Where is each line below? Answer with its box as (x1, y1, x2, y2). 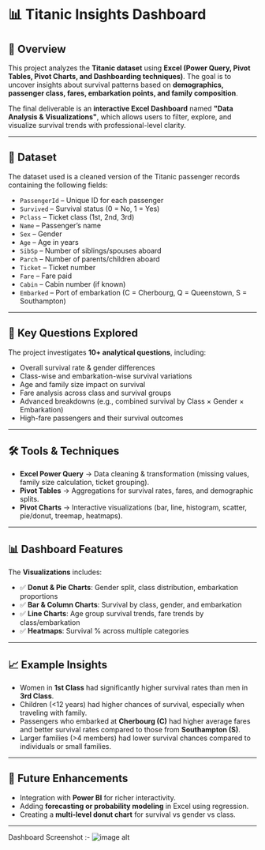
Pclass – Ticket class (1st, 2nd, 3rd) (19, 212, 135, 221)
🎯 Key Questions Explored (8, 326, 139, 340)
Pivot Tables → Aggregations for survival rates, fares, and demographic (19, 486, 254, 495)
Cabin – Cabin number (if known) (19, 279, 126, 288)
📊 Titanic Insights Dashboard (8, 6, 207, 24)
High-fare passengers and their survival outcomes (19, 413, 184, 423)
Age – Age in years (19, 237, 79, 246)
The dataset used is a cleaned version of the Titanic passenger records (8, 171, 241, 181)
